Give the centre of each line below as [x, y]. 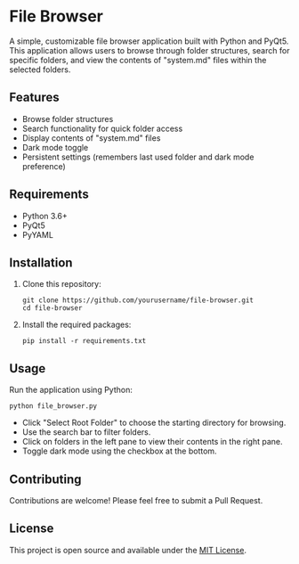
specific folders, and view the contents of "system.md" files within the [138, 60]
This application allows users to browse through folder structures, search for [149, 50]
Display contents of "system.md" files [91, 138]
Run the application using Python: [71, 390]
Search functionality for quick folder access [102, 128]
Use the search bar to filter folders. [86, 432]
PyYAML [37, 234]
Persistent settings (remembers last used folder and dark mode [138, 157]
